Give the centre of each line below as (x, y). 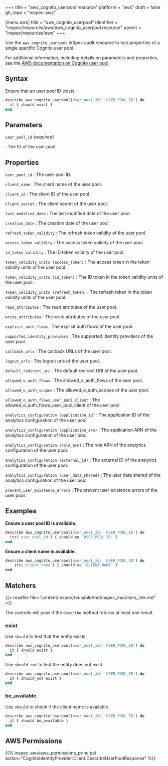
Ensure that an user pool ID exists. (41, 91)
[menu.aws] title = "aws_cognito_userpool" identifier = (61, 22)
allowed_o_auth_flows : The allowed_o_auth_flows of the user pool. (74, 380)
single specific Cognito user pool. (40, 48)
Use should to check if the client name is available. (57, 707)
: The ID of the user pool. (31, 147)
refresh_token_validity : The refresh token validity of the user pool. (76, 233)
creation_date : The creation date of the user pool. (58, 223)
